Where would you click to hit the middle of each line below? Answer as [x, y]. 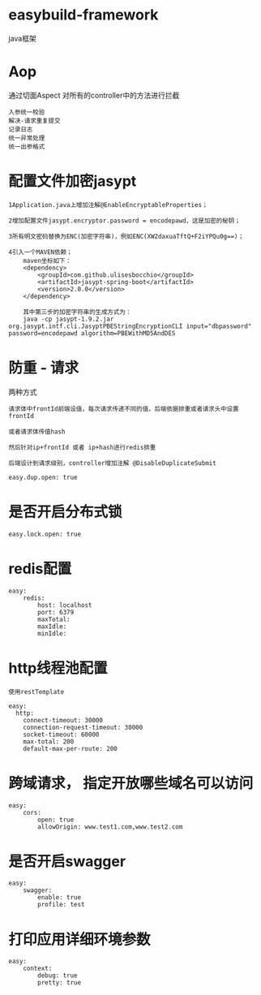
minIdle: [52, 633]
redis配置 [40, 569]
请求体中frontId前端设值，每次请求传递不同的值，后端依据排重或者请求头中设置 [124, 409]
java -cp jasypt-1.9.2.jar [68, 319]
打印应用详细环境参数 [80, 939]
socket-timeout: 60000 [61, 734]
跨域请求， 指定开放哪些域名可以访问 [131, 783]
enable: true [60, 898]
